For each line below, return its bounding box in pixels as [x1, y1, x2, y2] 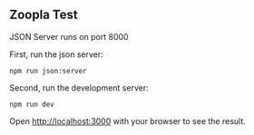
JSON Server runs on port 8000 [9, 31, 129, 42]
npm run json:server [9, 66, 88, 75]
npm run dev [9, 100, 54, 109]
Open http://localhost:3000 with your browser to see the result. [9, 115, 247, 126]
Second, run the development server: [9, 82, 149, 93]
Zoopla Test [9, 7, 79, 23]
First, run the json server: [9, 49, 104, 60]
